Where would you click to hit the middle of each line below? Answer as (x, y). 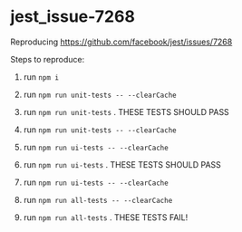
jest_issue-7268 (73, 17)
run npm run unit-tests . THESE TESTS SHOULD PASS (126, 111)
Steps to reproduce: (48, 59)
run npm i (41, 77)
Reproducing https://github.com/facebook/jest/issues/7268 (121, 42)
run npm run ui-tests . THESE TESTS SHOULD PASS (122, 164)
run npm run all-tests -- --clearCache (98, 199)
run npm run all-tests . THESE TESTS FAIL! (106, 217)
